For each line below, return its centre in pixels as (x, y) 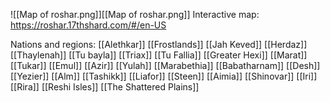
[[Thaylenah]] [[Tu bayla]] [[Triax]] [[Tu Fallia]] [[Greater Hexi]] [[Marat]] (159, 55)
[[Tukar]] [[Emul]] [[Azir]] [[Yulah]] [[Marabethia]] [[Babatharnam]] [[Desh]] (165, 65)
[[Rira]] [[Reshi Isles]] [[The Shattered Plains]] (105, 87)
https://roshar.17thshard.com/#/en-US (88, 25)
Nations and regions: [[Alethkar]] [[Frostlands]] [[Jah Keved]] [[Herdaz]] (159, 44)
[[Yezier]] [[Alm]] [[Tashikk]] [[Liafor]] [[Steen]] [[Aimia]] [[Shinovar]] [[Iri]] (164, 76)
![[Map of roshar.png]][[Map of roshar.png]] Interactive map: (135, 14)
